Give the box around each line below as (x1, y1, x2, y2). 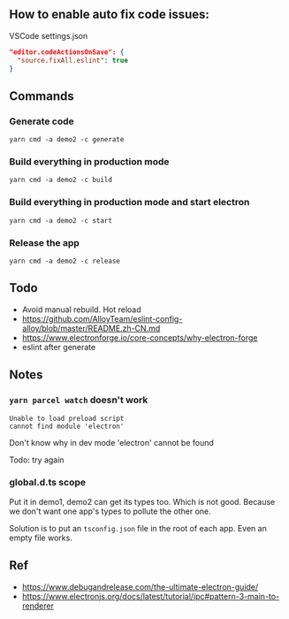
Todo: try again (9, 455, 65, 465)
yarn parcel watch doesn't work (9, 394, 148, 406)
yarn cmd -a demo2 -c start (9, 216, 113, 225)
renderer (21, 600, 55, 611)
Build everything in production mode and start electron (9, 196, 250, 209)
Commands (9, 88, 75, 103)
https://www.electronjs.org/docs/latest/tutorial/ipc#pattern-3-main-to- (21, 591, 280, 601)
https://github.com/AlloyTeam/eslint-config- (21, 313, 183, 324)
